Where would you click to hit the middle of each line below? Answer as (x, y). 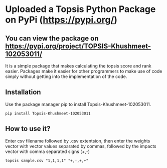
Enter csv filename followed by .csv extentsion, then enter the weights (78, 140)
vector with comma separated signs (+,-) (48, 151)
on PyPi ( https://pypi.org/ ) (61, 20)
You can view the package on (52, 38)
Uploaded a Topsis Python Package (80, 9)
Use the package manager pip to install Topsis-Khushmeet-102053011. (78, 104)
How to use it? (28, 129)
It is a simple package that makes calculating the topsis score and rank (78, 66)
